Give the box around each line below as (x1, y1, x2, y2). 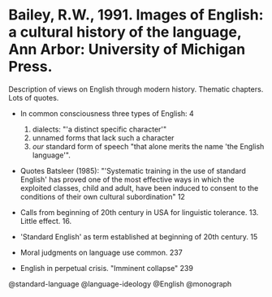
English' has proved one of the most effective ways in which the (19, 174, 235, 184)
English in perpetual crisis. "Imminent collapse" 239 (19, 263, 193, 273)
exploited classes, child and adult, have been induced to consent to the (19, 183, 259, 192)
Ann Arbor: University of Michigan (8, 41, 246, 58)
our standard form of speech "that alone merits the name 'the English (32, 141, 265, 151)
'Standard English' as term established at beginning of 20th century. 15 (19, 231, 258, 241)
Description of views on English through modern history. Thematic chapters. (8, 84, 264, 94)
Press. (8, 58, 53, 76)
